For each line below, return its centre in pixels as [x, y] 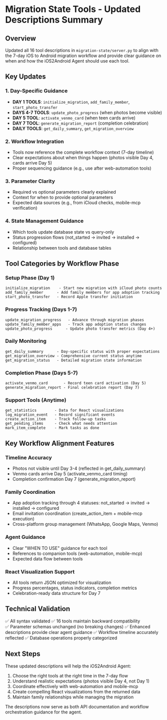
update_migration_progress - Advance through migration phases [74, 320]
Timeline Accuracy [29, 457]
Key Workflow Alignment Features [60, 443]
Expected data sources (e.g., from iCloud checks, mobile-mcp [76, 203]
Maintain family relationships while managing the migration [73, 697]
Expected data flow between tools [47, 558]
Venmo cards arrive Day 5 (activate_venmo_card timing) [70, 474]
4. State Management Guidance [44, 221]
